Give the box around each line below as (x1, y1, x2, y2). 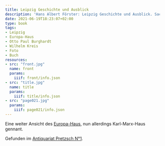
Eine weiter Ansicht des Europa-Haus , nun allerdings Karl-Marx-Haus (5, 121, 146, 126)
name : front (9, 67, 34, 72)
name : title (9, 84, 34, 90)
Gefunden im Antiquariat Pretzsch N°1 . (5, 135, 83, 141)
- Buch (5, 52, 19, 58)
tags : (5, 25, 16, 30)
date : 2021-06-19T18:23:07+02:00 (5, 16, 74, 21)
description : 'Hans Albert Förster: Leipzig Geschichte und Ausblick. (5, 12, 153, 17)
